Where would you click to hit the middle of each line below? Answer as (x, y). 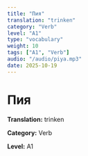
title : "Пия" (26, 14)
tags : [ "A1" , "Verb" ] (38, 53)
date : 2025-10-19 (32, 65)
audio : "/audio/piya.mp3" (44, 59)
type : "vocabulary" (35, 40)
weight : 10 (23, 46)
